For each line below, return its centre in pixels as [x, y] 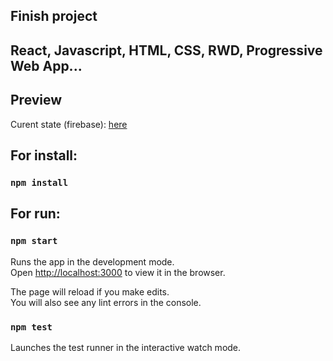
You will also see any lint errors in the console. [106, 302]
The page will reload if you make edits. [90, 291]
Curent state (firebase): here [69, 124]
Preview [36, 100]
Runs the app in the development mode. [92, 261]
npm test [31, 327]
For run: [35, 214]
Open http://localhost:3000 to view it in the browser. [118, 272]
